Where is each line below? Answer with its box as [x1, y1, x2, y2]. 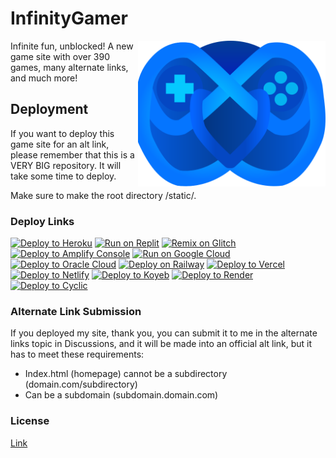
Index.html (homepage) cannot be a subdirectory [24, 368, 228, 380]
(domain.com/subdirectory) [24, 378, 138, 391]
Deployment [10, 101, 89, 118]
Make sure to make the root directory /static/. [10, 189, 197, 201]
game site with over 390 [10, 50, 111, 62]
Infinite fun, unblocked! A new [10, 40, 134, 52]
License [10, 414, 50, 428]
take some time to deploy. [10, 170, 117, 182]
